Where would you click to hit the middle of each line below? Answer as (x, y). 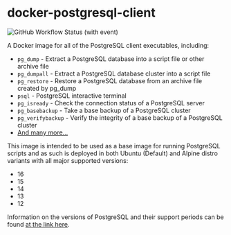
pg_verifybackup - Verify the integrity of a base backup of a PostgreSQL (120, 117)
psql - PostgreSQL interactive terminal (72, 96)
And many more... (43, 132)
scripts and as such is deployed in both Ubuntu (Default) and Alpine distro (112, 153)
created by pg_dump (47, 88)
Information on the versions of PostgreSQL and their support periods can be (115, 217)
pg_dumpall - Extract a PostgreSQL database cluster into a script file (114, 73)
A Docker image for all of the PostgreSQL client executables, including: (108, 45)
